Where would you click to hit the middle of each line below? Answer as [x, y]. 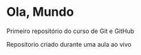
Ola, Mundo [40, 12]
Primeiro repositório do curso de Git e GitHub [70, 31]
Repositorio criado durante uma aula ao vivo [69, 44]
